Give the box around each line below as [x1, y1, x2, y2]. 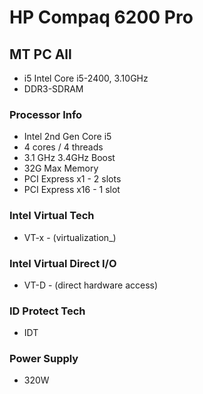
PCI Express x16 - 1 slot [23, 184, 121, 196]
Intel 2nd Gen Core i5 [23, 131, 112, 143]
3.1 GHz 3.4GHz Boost [23, 152, 116, 164]
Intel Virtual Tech [9, 209, 95, 223]
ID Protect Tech [9, 304, 86, 318]
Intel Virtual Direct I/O [9, 256, 117, 270]
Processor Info [9, 107, 83, 121]
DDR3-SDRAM [23, 83, 84, 95]
